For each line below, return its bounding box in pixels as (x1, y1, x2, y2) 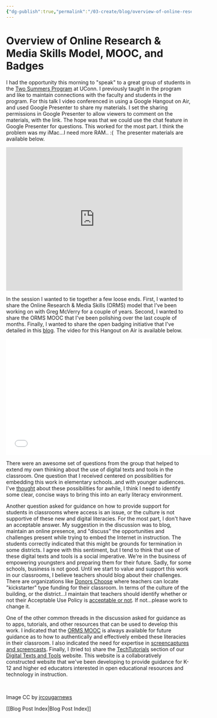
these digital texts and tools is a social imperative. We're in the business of (6, 553, 187, 560)
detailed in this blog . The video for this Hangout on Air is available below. (6, 327, 183, 334)
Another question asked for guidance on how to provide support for (6, 502, 170, 510)
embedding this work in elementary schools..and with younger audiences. (6, 478, 185, 485)
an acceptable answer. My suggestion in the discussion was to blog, (6, 521, 172, 528)
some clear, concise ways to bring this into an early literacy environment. (6, 491, 183, 498)
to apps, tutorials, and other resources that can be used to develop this (6, 621, 178, 628)
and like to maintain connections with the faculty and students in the (6, 91, 172, 98)
